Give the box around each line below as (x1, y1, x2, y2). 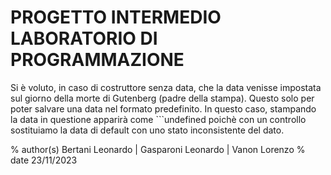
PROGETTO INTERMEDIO (10, 6, 222, 29)
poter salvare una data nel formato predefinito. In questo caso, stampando (10, 102, 317, 115)
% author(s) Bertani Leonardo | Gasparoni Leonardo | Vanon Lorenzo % (10, 143, 306, 155)
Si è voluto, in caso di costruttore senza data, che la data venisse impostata (10, 81, 322, 93)
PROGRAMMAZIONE (10, 49, 185, 71)
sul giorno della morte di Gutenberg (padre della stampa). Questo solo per (10, 92, 315, 104)
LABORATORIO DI (10, 27, 158, 50)
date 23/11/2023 (10, 154, 78, 166)
